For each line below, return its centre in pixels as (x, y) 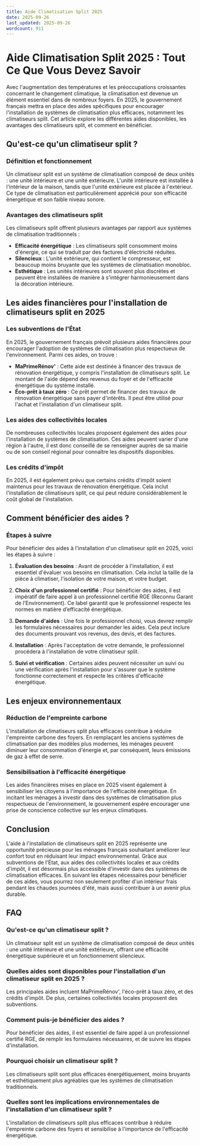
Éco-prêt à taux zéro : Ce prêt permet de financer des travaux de (95, 391)
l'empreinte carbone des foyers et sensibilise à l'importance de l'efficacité (97, 1129)
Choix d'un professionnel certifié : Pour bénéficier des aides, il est (98, 590)
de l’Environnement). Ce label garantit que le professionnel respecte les (103, 603)
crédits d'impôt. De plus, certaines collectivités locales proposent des (92, 997)
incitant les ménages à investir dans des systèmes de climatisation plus (94, 797)
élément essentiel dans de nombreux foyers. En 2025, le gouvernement (94, 100)
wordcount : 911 (25, 28)
